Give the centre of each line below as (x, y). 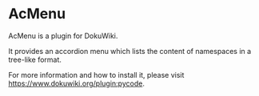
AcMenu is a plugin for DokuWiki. (63, 36)
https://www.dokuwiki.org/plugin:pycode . (77, 83)
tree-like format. (35, 60)
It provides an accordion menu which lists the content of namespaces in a (130, 51)
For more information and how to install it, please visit (96, 75)
